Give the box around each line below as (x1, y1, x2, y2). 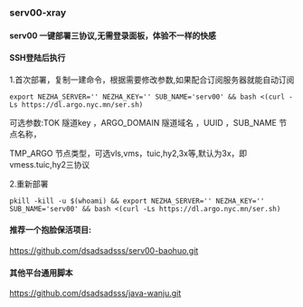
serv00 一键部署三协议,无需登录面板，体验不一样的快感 (9, 30, 217, 41)
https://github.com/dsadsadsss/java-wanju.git (9, 288, 182, 299)
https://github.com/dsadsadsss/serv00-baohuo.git (9, 245, 199, 255)
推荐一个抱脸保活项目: (9, 225, 92, 235)
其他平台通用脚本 (9, 267, 73, 278)
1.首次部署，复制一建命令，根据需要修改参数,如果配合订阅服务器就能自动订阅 (9, 74, 295, 85)
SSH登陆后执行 (9, 53, 66, 63)
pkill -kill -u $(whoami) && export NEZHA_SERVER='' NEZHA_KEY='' (9, 197, 265, 206)
